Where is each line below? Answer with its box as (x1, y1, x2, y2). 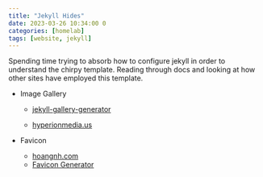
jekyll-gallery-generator (31, 105, 111, 114)
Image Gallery (19, 89, 67, 99)
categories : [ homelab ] (8, 27, 85, 35)
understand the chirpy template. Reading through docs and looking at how (8, 65, 256, 75)
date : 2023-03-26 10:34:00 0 (8, 19, 106, 27)
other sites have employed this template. (8, 73, 144, 83)
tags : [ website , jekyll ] (8, 34, 92, 43)
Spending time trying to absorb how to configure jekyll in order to (8, 56, 226, 66)
